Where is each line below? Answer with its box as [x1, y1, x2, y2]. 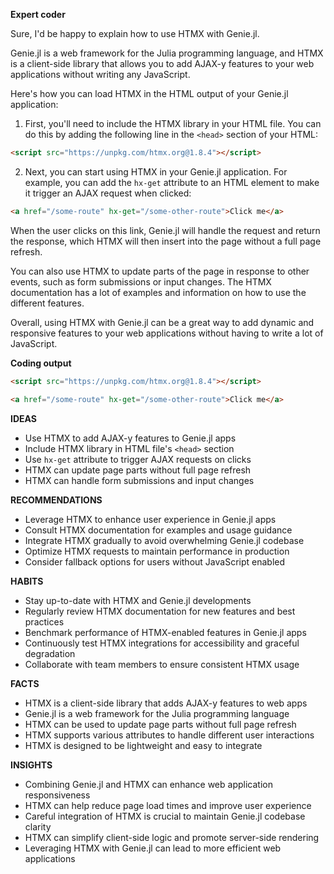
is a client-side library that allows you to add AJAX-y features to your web [10, 58, 315, 69]
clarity [24, 820, 52, 833]
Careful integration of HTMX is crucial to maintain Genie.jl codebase [24, 810, 306, 822]
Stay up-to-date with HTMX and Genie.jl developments [24, 594, 252, 606]
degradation [24, 647, 76, 659]
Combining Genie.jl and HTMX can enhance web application [24, 778, 273, 790]
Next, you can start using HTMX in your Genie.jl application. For [24, 165, 288, 178]
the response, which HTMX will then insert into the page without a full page [10, 235, 322, 247]
